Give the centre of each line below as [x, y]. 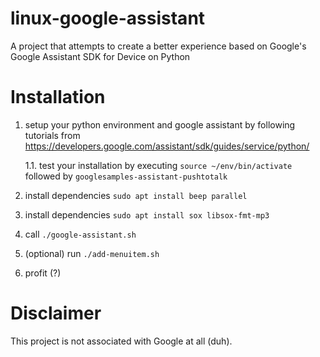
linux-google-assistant [108, 18]
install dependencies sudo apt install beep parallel [136, 195]
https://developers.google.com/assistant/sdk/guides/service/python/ [167, 146]
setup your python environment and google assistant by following [160, 124]
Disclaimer [56, 313]
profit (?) [43, 273]
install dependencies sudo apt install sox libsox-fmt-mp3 [147, 214]
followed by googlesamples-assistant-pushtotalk [126, 176]
